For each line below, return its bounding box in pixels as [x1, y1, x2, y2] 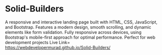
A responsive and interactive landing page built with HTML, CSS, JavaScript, [5, 19, 158, 25]
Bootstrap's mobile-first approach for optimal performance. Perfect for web [5, 34, 156, 40]
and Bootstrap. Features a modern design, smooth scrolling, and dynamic [5, 24, 151, 30]
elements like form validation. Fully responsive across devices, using [5, 29, 142, 35]
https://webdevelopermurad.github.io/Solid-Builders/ [5, 44, 111, 50]
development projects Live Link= [5, 39, 70, 45]
